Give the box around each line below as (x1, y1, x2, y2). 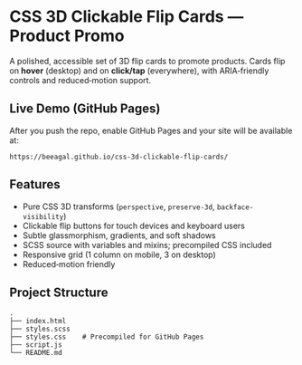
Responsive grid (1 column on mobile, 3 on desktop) (22, 249, 217, 260)
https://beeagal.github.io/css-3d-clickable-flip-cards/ (9, 152, 229, 161)
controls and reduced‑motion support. (9, 74, 152, 85)
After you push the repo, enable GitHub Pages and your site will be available (9, 125, 293, 136)
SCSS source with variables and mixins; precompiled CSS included (22, 239, 272, 250)
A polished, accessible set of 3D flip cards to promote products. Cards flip (9, 55, 286, 66)
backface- (216, 202, 254, 212)
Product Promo (9, 25, 125, 46)
